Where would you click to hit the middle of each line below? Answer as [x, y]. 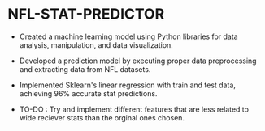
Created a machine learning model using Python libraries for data [128, 36]
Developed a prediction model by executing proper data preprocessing [138, 61]
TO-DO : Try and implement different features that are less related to [134, 109]
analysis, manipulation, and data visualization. [96, 44]
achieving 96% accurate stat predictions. [88, 93]
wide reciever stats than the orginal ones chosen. [102, 117]
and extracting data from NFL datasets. [85, 69]
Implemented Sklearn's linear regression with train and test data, [128, 85]
